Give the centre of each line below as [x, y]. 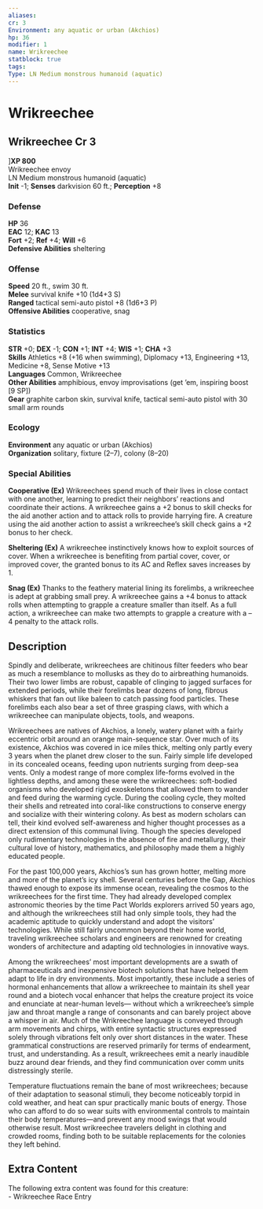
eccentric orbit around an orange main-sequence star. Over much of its [124, 739]
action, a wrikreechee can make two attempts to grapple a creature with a [128, 613]
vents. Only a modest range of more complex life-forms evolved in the [122, 772]
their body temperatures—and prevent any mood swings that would [117, 1119]
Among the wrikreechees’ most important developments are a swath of [123, 962]
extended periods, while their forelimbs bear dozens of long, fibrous [118, 690]
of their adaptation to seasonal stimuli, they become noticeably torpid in [124, 1094]
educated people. [37, 856]
